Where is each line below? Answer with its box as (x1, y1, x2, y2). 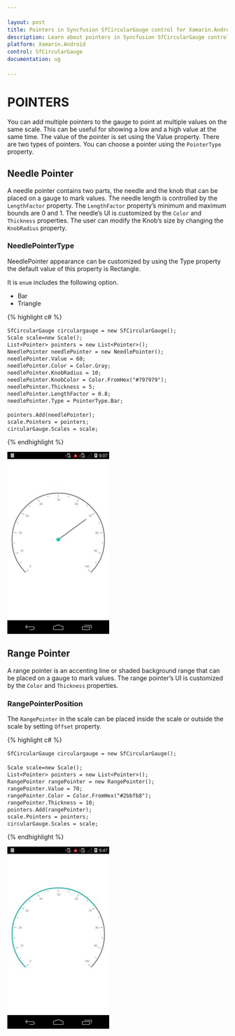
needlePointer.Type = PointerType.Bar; (7, 397, 124, 404)
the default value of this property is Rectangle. (7, 264, 141, 273)
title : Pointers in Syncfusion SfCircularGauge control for (7, 26, 187, 33)
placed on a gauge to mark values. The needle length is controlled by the (7, 194, 218, 202)
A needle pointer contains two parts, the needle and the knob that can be (7, 186, 218, 194)
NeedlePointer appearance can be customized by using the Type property (7, 257, 222, 265)
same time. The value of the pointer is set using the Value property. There (7, 132, 220, 140)
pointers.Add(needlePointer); (7, 411, 96, 418)
